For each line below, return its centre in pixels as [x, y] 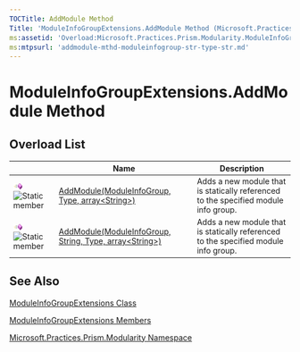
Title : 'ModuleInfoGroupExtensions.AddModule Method [109, 28]
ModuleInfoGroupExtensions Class [73, 303]
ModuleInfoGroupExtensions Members [80, 320]
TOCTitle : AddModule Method [62, 19]
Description [242, 168]
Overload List [47, 144]
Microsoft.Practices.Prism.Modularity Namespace [101, 337]
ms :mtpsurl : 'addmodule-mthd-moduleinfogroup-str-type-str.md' [129, 47]
